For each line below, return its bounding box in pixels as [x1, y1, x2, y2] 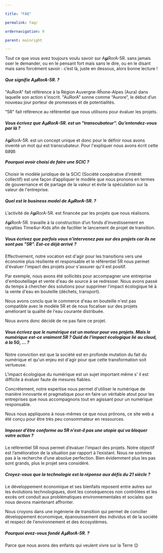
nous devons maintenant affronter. [5, 499, 74, 505]
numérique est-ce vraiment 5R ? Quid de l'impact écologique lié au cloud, [5, 334, 157, 340]
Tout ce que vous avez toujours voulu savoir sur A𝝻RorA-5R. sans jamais [5, 55, 151, 61]
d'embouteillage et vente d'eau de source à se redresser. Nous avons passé [5, 278, 158, 284]
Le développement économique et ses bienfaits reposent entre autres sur [5, 484, 152, 489]
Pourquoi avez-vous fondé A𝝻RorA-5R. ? [5, 530, 90, 536]
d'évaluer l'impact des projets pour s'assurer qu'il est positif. [5, 264, 127, 270]
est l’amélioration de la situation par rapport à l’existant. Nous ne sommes [5, 450, 152, 456]
